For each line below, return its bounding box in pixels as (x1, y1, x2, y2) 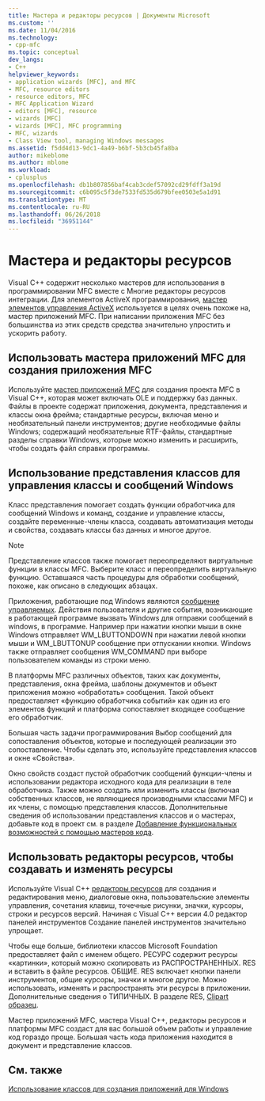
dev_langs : (8, 56, 44, 64)
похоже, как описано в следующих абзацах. (8, 581, 158, 590)
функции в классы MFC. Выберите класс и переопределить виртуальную (8, 564, 257, 574)
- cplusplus (8, 173, 47, 182)
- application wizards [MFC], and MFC (8, 78, 136, 85)
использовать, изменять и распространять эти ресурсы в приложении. (8, 983, 251, 993)
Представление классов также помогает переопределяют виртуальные (8, 556, 253, 565)
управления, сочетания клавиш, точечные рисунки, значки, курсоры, (8, 900, 244, 910)
